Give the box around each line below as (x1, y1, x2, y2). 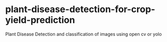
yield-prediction (5, 14, 75, 26)
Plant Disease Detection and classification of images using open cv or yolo (5, 31, 162, 37)
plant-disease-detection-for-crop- (5, 4, 155, 15)
